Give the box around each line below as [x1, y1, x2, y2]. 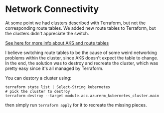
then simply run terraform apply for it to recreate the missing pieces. [5, 102, 147, 108]
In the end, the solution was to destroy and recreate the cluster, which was [5, 60, 159, 66]
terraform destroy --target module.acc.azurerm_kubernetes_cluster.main [5, 93, 160, 98]
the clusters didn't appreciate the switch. [5, 30, 89, 36]
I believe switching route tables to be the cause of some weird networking [5, 50, 157, 56]
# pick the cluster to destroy [5, 89, 70, 94]
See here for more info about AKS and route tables [5, 40, 109, 46]
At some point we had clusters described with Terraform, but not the [5, 20, 146, 26]
